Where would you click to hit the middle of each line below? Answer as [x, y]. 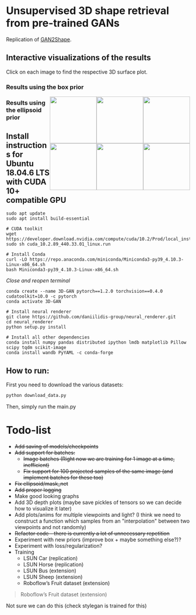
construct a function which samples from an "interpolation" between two [102, 521]
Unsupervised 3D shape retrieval [87, 11]
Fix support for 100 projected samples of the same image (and [98, 471]
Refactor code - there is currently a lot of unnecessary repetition [92, 534]
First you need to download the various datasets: [65, 385]
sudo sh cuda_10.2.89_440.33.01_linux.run [58, 244]
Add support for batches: [45, 453]
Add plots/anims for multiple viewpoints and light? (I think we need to [97, 515]
